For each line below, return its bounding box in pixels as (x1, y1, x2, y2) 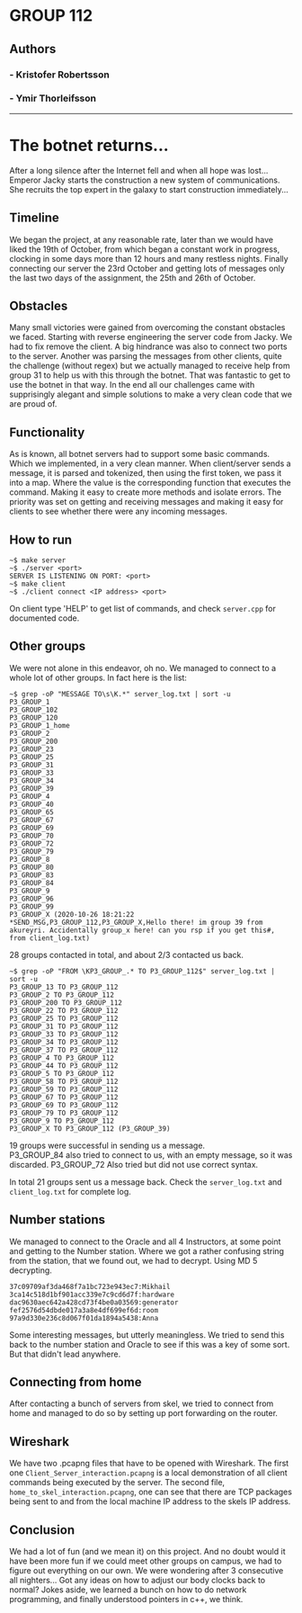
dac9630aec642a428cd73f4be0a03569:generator (9, 1297, 179, 1307)
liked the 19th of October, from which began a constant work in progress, (9, 244, 280, 255)
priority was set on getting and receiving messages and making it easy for (9, 497, 284, 507)
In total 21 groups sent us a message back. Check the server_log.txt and (9, 1176, 282, 1187)
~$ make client (9, 579, 67, 588)
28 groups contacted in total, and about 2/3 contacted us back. (9, 949, 244, 960)
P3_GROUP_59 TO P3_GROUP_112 (9, 1085, 119, 1094)
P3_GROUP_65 (9, 807, 54, 817)
